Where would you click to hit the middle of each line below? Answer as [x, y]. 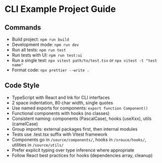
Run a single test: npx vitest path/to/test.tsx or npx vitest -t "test [84, 60]
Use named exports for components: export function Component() [80, 108]
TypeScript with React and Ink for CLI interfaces [61, 97]
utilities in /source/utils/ [38, 145]
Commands [23, 27]
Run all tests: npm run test [39, 50]
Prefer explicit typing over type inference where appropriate [73, 150]
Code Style [22, 85]
